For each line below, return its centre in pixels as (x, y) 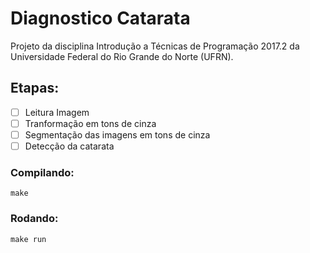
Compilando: (42, 172)
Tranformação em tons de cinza (90, 123)
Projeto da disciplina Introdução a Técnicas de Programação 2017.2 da (155, 46)
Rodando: (34, 219)
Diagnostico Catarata (100, 18)
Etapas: (35, 88)
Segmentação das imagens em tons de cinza (117, 134)
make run (28, 239)
